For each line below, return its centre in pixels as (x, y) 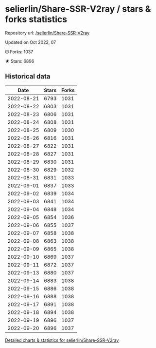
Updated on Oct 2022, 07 (31, 42)
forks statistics (36, 19)
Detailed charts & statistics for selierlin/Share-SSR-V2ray (62, 340)
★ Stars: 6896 (20, 61)
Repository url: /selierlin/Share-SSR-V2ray (47, 33)
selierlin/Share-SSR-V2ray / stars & (78, 9)
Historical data (28, 77)
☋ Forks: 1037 (19, 52)
